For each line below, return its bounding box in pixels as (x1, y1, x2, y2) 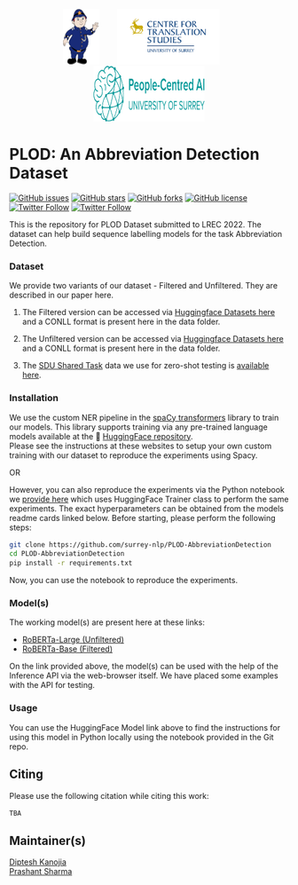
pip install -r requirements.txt (9, 559, 133, 568)
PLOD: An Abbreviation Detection (9, 145, 260, 164)
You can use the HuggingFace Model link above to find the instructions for (9, 722, 281, 732)
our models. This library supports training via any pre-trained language (9, 422, 268, 432)
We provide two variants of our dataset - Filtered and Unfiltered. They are (9, 281, 278, 291)
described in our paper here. (9, 289, 114, 301)
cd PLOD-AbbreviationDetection (9, 549, 125, 558)
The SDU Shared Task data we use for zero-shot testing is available (21, 360, 270, 371)
